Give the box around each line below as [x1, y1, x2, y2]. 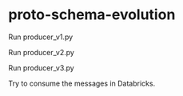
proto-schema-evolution [8, 6, 176, 24]
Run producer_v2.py [8, 47, 74, 57]
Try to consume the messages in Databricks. [8, 78, 156, 88]
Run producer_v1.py [8, 32, 74, 42]
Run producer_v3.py [8, 62, 74, 73]
